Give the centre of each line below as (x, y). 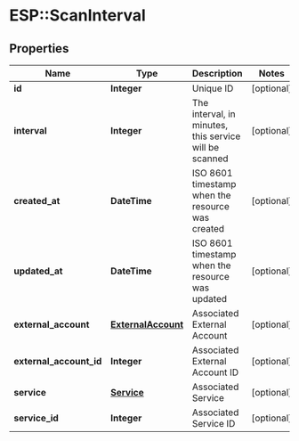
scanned (210, 159)
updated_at (38, 271)
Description (217, 73)
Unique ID (213, 88)
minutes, (210, 125)
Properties (39, 49)
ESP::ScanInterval (78, 16)
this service (216, 136)
